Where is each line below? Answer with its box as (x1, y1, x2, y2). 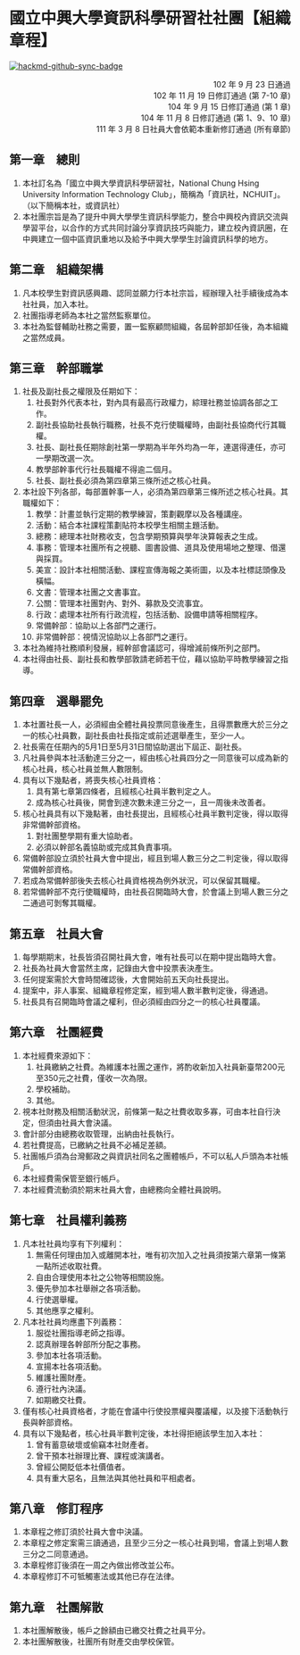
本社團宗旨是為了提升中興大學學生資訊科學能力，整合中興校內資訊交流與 (21, 211, 288, 221)
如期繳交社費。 (35, 1394, 91, 1405)
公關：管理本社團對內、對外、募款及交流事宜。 (35, 598, 208, 609)
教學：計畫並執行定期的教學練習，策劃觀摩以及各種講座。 (35, 509, 247, 520)
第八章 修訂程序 (9, 1501, 104, 1517)
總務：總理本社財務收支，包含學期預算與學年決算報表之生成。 (35, 531, 263, 542)
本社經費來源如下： (21, 1050, 94, 1060)
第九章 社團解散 (9, 1600, 104, 1615)
